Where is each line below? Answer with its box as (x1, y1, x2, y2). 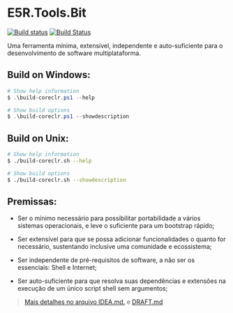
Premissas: (7, 195, 57, 207)
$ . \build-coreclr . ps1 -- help (7, 94, 96, 101)
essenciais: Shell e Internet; (17, 264, 97, 272)
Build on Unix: (7, 132, 69, 144)
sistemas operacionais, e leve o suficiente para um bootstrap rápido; (17, 222, 215, 230)
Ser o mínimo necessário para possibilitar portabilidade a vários (17, 214, 201, 222)
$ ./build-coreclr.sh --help (7, 157, 92, 165)
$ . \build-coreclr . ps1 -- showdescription (7, 113, 130, 120)
